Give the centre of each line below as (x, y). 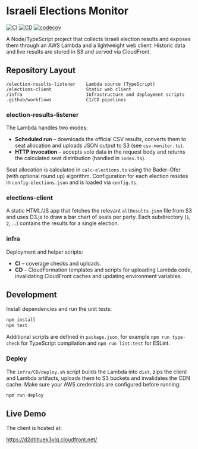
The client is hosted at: (34, 428)
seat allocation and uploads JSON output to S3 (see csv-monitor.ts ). (99, 146)
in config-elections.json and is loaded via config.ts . (72, 182)
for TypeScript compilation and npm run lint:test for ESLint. (95, 343)
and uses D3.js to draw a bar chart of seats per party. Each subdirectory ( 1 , (98, 217)
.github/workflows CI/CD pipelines (66, 99)
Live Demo (26, 414)
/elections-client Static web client (69, 89)
